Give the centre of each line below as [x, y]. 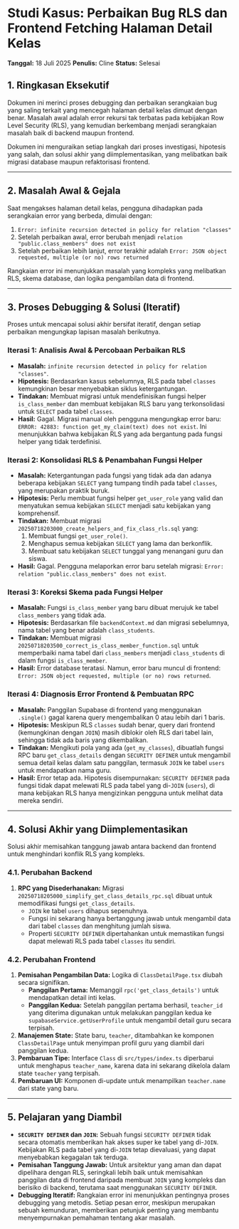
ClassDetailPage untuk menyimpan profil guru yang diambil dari [111, 1043]
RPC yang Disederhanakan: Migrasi [71, 888]
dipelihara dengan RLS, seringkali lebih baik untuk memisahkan [110, 1172]
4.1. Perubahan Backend [50, 872]
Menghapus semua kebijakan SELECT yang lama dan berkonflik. [121, 543]
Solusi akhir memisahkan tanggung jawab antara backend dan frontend [112, 846]
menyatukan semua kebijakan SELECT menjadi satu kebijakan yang [114, 505]
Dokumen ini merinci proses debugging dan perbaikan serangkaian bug [112, 102]
